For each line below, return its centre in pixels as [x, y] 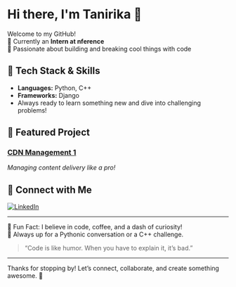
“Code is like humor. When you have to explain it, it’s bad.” [109, 248]
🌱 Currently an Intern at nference [56, 41]
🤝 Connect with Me [50, 190]
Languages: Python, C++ [54, 88]
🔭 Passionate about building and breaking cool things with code [99, 49]
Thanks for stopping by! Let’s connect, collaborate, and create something [113, 268]
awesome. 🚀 [25, 276]
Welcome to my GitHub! [41, 34]
